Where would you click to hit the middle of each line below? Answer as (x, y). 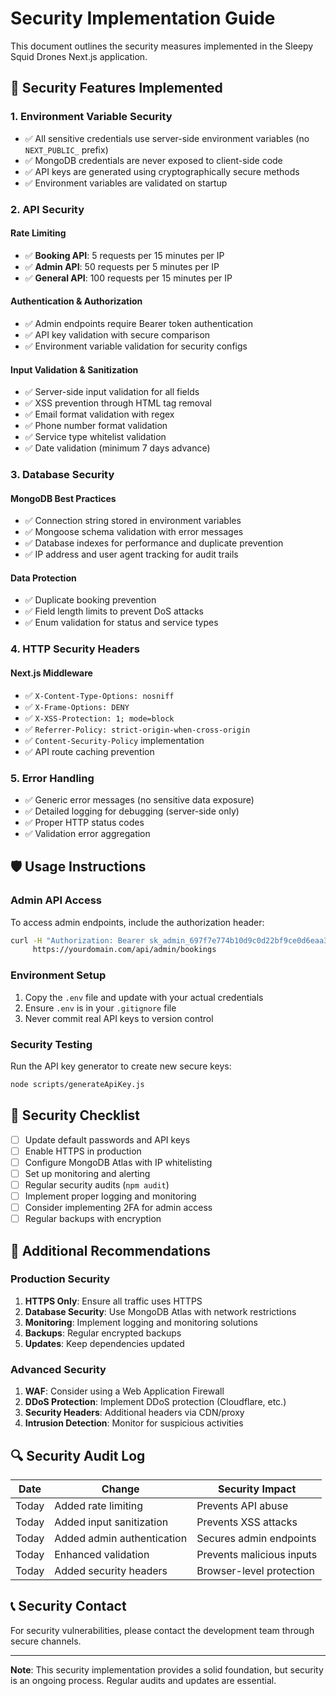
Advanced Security (58, 1369)
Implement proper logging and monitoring (110, 1196)
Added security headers (111, 1570)
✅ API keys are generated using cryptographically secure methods (162, 171)
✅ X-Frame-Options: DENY (77, 706)
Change (120, 1489)
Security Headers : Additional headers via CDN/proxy (134, 1413)
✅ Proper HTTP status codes (84, 822)
